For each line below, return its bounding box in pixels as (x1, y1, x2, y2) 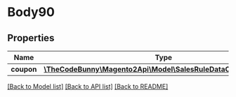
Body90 (7, 4, 55, 20)
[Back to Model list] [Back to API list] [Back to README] (7, 82, 169, 91)
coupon (11, 64, 37, 74)
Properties (7, 32, 55, 44)
